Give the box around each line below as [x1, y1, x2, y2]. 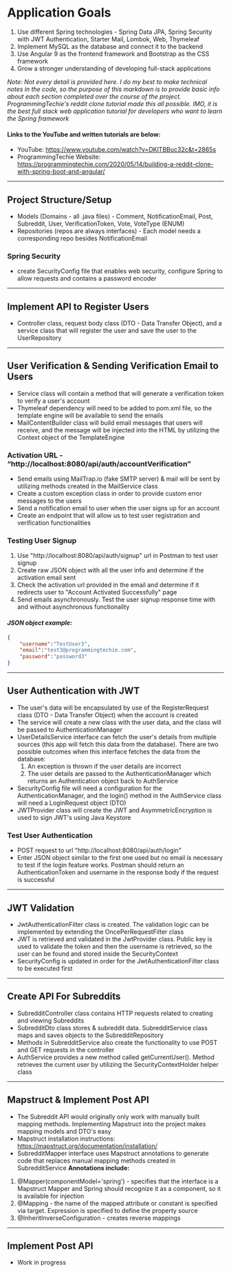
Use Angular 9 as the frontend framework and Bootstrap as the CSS [16, 50, 210, 58]
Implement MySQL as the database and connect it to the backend [16, 42, 203, 50]
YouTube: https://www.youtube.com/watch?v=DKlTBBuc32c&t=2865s [16, 146, 217, 154]
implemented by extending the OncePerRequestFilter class [16, 928, 184, 936]
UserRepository [16, 334, 62, 342]
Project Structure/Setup [7, 194, 112, 206]
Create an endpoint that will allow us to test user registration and [16, 512, 201, 520]
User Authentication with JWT [7, 685, 140, 697]
